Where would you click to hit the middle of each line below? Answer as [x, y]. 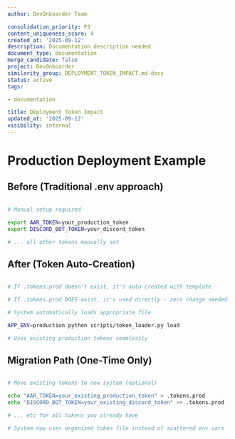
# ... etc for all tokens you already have [73, 415]
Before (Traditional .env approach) [85, 187]
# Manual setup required [44, 210]
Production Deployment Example [107, 161]
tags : [15, 86]
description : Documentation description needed [79, 47]
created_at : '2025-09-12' [46, 40]
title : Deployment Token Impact [55, 112]
